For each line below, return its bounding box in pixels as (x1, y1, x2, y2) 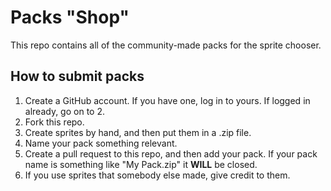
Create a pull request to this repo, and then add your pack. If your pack (24, 147, 318, 160)
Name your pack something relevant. (24, 137, 178, 149)
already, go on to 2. (24, 105, 105, 117)
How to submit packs (10, 68, 145, 85)
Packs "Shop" (10, 6, 130, 29)
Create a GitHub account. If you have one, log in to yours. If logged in (24, 94, 311, 106)
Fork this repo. (24, 116, 85, 128)
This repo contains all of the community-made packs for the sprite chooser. (10, 39, 322, 51)
